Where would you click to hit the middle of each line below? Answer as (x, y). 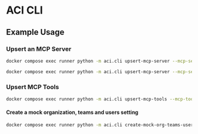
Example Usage (35, 32)
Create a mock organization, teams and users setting (72, 112)
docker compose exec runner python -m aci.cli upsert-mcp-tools (87, 99)
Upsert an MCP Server (39, 49)
